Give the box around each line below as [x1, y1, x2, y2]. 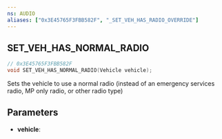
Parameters [7, 106, 59, 118]
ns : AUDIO [7, 10, 36, 17]
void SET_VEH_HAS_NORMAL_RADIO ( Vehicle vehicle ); [7, 67, 153, 74]
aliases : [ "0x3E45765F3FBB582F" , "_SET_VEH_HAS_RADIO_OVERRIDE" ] [7, 17, 199, 24]
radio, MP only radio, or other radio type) [7, 87, 123, 95]
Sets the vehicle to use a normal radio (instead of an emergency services [7, 80, 215, 88]
